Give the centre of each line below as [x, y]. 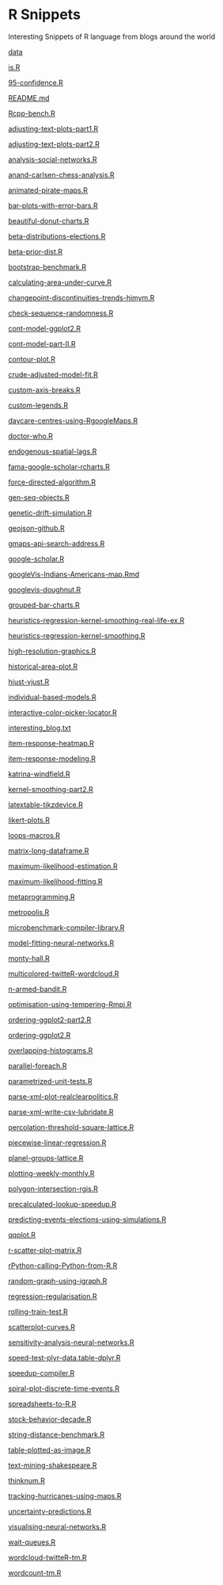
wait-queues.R [32, 1542]
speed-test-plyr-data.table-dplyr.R [64, 1357]
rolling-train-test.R [38, 1311]
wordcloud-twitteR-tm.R [47, 1557]
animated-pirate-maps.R [48, 190]
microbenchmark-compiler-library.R [66, 927]
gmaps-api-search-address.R [57, 543]
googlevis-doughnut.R [45, 589]
